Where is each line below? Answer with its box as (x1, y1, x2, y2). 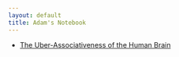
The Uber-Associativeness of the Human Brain (19, 40, 171, 49)
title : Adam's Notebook (8, 19, 87, 27)
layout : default (8, 11, 62, 20)
